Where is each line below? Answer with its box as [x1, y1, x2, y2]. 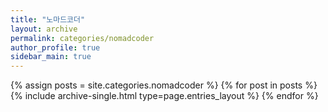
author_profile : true [10, 42, 101, 53]
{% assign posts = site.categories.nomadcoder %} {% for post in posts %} [10, 79, 318, 91]
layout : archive [10, 24, 78, 34]
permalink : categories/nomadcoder [10, 33, 155, 43]
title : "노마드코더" [10, 14, 86, 25]
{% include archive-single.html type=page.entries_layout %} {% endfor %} [10, 90, 319, 102]
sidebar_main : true [10, 52, 92, 62]
